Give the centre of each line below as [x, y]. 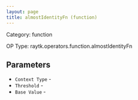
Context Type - [33, 79]
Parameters [28, 64]
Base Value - [30, 92]
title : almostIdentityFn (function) [52, 17]
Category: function [29, 34]
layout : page [22, 12]
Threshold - [29, 86]
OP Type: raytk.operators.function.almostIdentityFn [69, 46]
